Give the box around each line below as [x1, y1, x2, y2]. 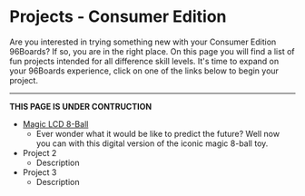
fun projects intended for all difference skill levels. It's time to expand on [9, 55, 280, 66]
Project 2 [22, 147, 57, 158]
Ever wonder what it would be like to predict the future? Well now [35, 128, 280, 139]
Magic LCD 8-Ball [22, 118, 89, 129]
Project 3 [22, 166, 57, 178]
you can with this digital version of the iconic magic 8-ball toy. [35, 138, 269, 149]
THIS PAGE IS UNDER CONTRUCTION [9, 101, 152, 112]
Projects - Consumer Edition [9, 6, 227, 27]
